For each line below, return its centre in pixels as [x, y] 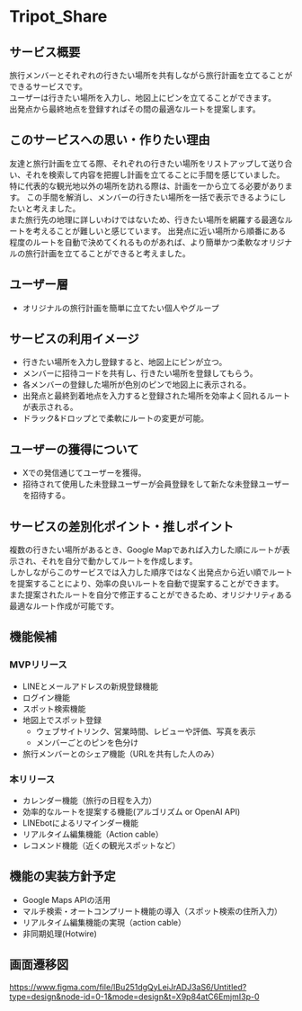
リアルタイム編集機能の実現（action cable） [104, 922]
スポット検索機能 [54, 709]
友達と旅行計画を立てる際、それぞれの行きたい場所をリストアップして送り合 [151, 163]
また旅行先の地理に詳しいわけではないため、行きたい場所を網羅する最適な [147, 219]
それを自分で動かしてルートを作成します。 [119, 561]
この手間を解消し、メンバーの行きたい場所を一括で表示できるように [152, 197]
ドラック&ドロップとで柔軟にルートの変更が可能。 [115, 418]
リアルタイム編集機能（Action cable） [93, 835]
